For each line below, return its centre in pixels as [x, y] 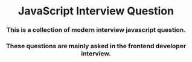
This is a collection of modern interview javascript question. [96, 30]
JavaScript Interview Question [96, 11]
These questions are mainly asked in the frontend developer [96, 46]
